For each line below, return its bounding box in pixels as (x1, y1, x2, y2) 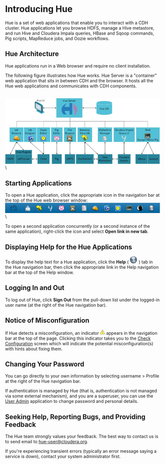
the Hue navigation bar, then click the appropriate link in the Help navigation (5, 264, 159, 270)
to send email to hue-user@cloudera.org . (5, 439, 88, 445)
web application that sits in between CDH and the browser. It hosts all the (5, 77, 154, 83)
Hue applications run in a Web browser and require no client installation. (5, 63, 151, 69)
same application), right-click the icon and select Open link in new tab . (5, 228, 149, 235)
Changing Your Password (5, 360, 84, 368)
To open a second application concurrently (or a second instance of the (5, 223, 150, 229)
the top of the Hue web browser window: (5, 197, 88, 203)
